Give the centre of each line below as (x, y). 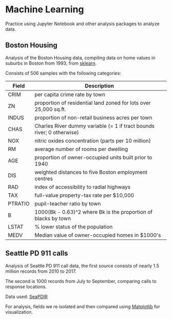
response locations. (26, 287)
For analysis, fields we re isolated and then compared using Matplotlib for (83, 306)
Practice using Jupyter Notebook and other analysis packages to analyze (82, 24)
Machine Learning (45, 10)
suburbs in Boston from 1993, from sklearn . (51, 63)
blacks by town (53, 218)
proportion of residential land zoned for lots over (93, 103)
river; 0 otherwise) (57, 132)
